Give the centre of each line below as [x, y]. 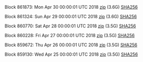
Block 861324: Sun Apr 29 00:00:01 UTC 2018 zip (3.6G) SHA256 [71, 16]
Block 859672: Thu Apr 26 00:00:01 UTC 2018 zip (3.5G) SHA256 [71, 45]
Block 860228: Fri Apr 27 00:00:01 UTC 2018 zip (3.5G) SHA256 [70, 35]
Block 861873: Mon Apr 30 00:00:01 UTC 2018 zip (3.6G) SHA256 [71, 7]
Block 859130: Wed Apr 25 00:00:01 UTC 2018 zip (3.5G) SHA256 [71, 54]
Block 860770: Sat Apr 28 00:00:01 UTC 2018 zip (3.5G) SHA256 [70, 26]
